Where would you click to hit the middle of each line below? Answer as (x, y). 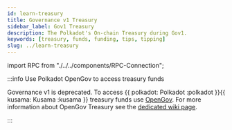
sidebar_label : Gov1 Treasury (51, 26)
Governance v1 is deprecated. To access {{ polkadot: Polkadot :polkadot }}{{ (116, 92)
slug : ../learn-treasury (43, 46)
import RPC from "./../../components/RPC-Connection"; (86, 65)
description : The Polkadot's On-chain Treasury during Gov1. (97, 33)
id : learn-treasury (35, 13)
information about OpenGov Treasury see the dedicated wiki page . (102, 107)
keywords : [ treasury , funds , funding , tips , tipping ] (87, 39)
